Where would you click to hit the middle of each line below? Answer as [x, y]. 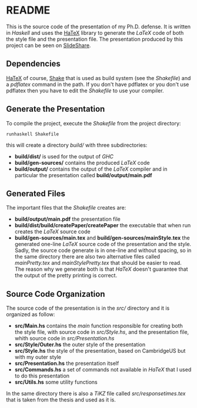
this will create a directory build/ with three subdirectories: [77, 145]
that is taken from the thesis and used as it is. [61, 400]
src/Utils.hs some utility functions [56, 382]
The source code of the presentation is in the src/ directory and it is [88, 308]
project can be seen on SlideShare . [49, 45]
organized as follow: [31, 314]
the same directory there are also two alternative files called [87, 257]
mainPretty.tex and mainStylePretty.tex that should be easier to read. [98, 263]
